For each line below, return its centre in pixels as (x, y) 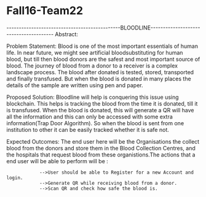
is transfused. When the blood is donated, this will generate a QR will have (100, 110)
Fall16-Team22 (45, 11)
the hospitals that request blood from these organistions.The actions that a (101, 155)
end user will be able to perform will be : (57, 161)
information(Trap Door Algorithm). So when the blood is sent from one (95, 123)
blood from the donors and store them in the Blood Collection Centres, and (101, 148)
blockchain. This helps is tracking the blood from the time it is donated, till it (102, 103)
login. (15, 178)
